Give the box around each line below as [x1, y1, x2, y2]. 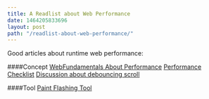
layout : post [7, 23, 46, 30]
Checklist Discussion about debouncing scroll [7, 70, 140, 79]
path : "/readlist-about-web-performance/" [7, 29, 134, 37]
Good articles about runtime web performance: [7, 49, 144, 58]
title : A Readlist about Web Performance [7, 10, 131, 18]
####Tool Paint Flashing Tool [7, 84, 93, 92]
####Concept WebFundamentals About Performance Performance [7, 62, 202, 71]
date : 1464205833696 [7, 17, 68, 24]
